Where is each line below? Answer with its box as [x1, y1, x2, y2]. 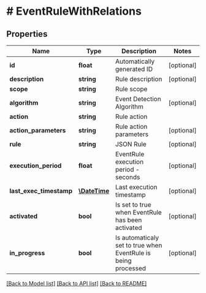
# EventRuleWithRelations [6, 4, 142, 18]
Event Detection [115, 95, 161, 103]
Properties [6, 29, 48, 39]
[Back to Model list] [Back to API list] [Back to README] [6, 280, 147, 287]
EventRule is [115, 249, 151, 257]
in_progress [9, 249, 45, 257]
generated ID [115, 65, 153, 73]
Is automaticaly [115, 234, 159, 242]
